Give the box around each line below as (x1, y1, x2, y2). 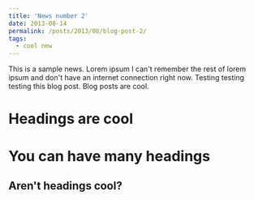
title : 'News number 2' (8, 11, 89, 20)
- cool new (15, 42, 53, 50)
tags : (8, 34, 27, 43)
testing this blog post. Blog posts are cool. (8, 82, 149, 91)
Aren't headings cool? (8, 179, 123, 193)
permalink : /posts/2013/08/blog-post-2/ (8, 27, 148, 35)
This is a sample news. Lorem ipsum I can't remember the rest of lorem (8, 64, 247, 74)
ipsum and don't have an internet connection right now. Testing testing (8, 73, 245, 83)
